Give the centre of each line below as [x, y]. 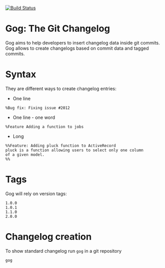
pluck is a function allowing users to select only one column [75, 150]
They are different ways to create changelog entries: [61, 88]
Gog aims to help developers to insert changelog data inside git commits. [83, 43]
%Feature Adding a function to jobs [44, 127]
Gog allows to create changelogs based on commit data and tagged [77, 48]
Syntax [21, 75]
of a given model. [25, 154]
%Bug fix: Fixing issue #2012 [38, 108]
